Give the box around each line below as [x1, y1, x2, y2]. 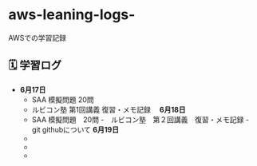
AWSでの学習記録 [8, 33, 66, 42]
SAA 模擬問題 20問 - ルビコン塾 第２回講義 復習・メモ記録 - [31, 114, 250, 125]
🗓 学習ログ [8, 58, 62, 73]
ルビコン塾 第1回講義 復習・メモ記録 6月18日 [31, 105, 186, 114]
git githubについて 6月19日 [31, 125, 120, 134]
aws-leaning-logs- [8, 6, 136, 24]
